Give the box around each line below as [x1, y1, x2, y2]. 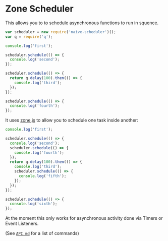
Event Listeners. [5, 220, 39, 227]
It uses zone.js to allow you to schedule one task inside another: [5, 117, 139, 124]
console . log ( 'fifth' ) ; [18, 173, 67, 179]
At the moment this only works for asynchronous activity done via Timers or [5, 215, 163, 221]
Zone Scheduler [5, 3, 74, 15]
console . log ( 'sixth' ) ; [10, 201, 58, 207]
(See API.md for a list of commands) [5, 230, 79, 236]
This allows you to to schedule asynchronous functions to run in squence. [5, 20, 159, 26]
